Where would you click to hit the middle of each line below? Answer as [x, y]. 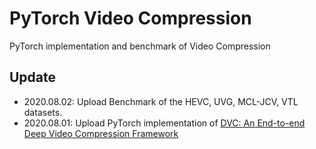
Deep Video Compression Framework [101, 133]
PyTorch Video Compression [130, 18]
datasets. [43, 112]
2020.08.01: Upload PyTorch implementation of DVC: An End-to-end [164, 123]
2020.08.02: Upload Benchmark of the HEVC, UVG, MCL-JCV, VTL [161, 101]
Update [33, 77]
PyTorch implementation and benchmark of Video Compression [140, 46]
